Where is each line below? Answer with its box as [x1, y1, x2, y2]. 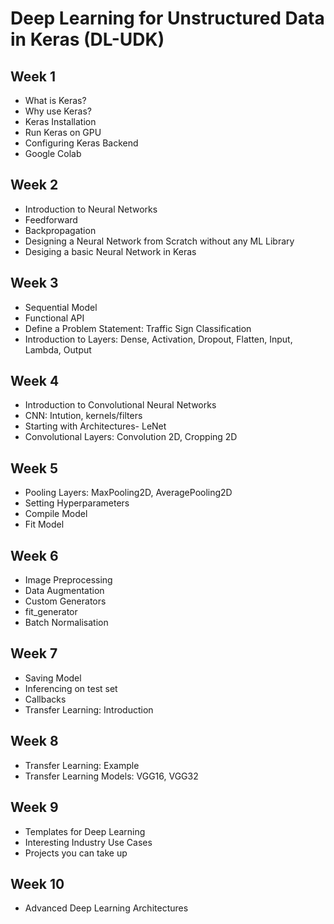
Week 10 [10, 875, 65, 892]
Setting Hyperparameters [24, 497, 130, 509]
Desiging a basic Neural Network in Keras [24, 245, 197, 257]
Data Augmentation [24, 585, 105, 597]
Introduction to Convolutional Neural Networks [24, 399, 217, 411]
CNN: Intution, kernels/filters [24, 410, 143, 422]
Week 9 [10, 799, 59, 816]
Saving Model [24, 672, 82, 684]
